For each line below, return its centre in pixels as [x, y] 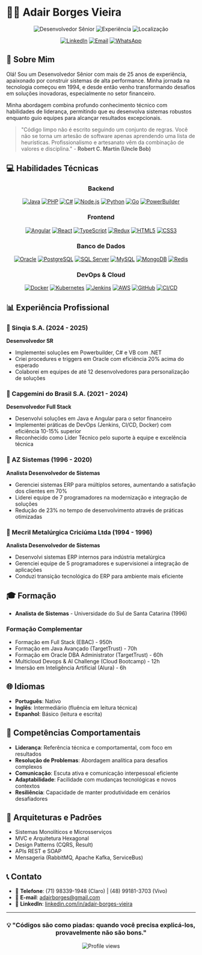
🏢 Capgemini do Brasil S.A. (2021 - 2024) [67, 393]
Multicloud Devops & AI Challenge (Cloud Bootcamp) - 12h [87, 662]
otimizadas [29, 516]
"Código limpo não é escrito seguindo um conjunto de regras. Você [104, 130]
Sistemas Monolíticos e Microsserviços [63, 832]
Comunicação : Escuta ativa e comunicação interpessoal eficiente [96, 773]
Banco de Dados [101, 246]
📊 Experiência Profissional [58, 308]
